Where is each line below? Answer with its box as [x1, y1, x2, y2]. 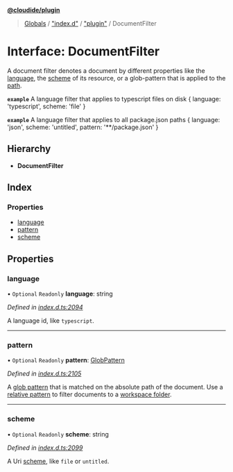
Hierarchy [7, 143, 51, 155]
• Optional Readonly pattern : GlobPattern [7, 356, 125, 364]
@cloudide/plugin [7, 6, 60, 14]
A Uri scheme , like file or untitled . [7, 457, 110, 465]
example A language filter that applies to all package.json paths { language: [7, 115, 221, 124]
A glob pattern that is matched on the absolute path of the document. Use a [7, 383, 223, 391]
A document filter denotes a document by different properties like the [7, 66, 206, 75]
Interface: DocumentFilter [7, 44, 160, 60]
